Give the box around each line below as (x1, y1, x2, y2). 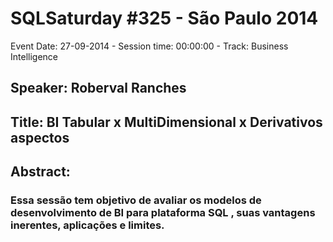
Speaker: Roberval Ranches (10, 80, 187, 97)
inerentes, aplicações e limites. (10, 218, 165, 232)
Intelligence (10, 50, 58, 62)
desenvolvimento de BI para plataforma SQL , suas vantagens (10, 206, 316, 220)
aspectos (10, 129, 70, 146)
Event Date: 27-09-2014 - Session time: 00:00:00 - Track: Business (10, 40, 289, 52)
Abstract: (10, 163, 71, 181)
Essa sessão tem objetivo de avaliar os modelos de (10, 193, 262, 207)
